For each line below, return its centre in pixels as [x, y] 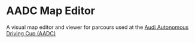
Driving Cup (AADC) [31, 33]
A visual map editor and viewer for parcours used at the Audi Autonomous [97, 27]
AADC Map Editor [51, 11]
